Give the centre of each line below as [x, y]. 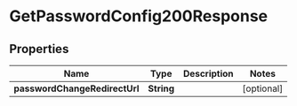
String [161, 88]
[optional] [263, 88]
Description [208, 74]
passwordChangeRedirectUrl [76, 88]
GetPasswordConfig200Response [139, 16]
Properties [39, 49]
